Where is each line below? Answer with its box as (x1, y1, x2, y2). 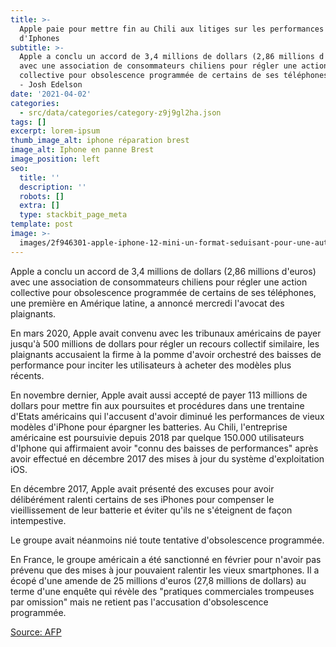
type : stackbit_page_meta (19, 210, 128, 220)
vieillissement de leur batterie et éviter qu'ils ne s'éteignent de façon (10, 504, 293, 516)
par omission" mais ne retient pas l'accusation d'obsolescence (10, 596, 269, 608)
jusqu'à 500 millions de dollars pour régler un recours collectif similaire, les (10, 337, 320, 350)
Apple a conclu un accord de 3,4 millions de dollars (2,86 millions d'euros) (10, 265, 317, 277)
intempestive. (10, 514, 67, 526)
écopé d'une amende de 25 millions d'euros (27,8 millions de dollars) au (10, 574, 307, 586)
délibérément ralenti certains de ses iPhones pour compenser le (10, 493, 275, 505)
